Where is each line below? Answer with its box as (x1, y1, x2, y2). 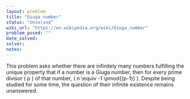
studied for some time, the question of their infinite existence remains (6, 81, 174, 88)
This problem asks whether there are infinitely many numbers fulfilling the (6, 62, 185, 69)
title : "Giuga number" (6, 14, 62, 20)
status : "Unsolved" (6, 19, 54, 25)
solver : (6, 41, 25, 47)
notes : (6, 47, 22, 52)
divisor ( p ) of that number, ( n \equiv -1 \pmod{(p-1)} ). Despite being (6, 75, 175, 82)
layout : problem (6, 8, 46, 15)
